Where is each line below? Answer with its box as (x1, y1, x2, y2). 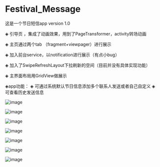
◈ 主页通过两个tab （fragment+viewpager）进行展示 (5, 41, 112, 47)
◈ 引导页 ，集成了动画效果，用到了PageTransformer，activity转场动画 (5, 31, 147, 36)
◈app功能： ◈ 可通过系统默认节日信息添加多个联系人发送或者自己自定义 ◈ (5, 83, 156, 89)
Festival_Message (5, 3, 81, 15)
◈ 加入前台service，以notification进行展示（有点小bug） (5, 52, 120, 58)
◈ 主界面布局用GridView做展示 (5, 72, 67, 78)
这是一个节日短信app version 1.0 (5, 20, 70, 26)
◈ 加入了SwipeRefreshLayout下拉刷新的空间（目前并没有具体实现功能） (5, 62, 151, 68)
